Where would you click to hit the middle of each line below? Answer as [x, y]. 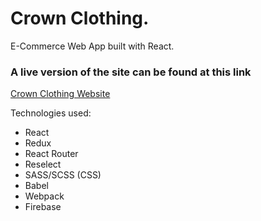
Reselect [43, 164]
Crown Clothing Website [60, 94]
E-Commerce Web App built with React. [92, 46]
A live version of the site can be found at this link [131, 72]
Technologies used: [51, 113]
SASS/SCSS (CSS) [63, 175]
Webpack [44, 196]
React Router [51, 154]
